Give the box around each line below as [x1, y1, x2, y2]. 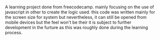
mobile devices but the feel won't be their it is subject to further [5, 19, 131, 25]
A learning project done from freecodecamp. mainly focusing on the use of [5, 4, 154, 10]
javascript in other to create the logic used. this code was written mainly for [5, 9, 156, 15]
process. [5, 30, 23, 35]
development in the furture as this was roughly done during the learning [5, 25, 148, 30]
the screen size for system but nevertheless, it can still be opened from [5, 14, 147, 20]
